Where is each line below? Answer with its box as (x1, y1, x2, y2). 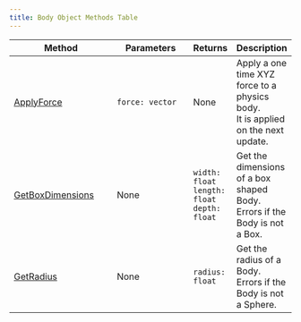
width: (193, 167, 221, 177)
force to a (236, 79, 278, 91)
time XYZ (236, 68, 276, 80)
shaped (236, 182, 269, 195)
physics (236, 90, 270, 103)
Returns (193, 41, 228, 54)
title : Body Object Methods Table (9, 13, 139, 22)
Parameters (125, 41, 176, 54)
